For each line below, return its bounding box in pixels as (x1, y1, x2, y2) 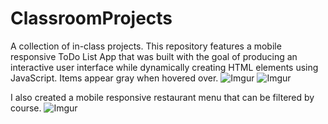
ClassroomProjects (10, 7, 173, 30)
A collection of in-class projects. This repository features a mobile (10, 40, 282, 52)
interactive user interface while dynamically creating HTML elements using (10, 61, 319, 73)
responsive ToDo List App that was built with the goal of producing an (10, 50, 298, 62)
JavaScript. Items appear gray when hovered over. (10, 72, 219, 84)
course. (10, 102, 42, 114)
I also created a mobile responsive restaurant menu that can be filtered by (10, 91, 315, 103)
